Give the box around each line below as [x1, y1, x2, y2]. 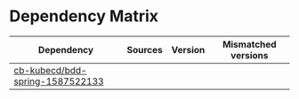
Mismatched [222, 38, 278, 50]
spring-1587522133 [13, 75, 104, 88]
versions [230, 49, 269, 61]
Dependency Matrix [9, 6, 158, 27]
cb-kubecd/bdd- [13, 64, 87, 76]
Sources [126, 43, 163, 56]
